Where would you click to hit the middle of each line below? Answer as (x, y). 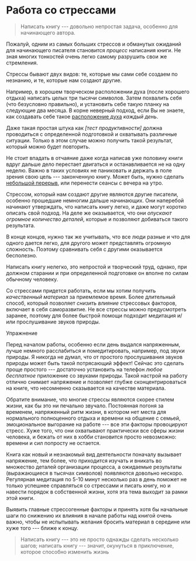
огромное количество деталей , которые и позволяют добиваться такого (97, 219)
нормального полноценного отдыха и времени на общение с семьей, (93, 418)
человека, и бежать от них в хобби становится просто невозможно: (91, 437)
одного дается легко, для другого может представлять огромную (89, 243)
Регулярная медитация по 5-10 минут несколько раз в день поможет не (97, 479)
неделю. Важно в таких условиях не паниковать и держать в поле (89, 170)
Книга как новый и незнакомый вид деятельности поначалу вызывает (94, 454)
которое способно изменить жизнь (65, 552)
